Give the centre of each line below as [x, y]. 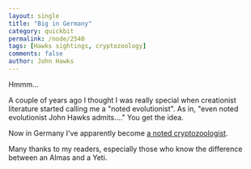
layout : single [34, 16]
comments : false [36, 54]
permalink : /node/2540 [47, 39]
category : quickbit [41, 31]
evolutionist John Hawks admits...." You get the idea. [96, 117]
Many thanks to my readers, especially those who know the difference [125, 149]
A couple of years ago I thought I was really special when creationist [122, 100]
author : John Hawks [41, 62]
